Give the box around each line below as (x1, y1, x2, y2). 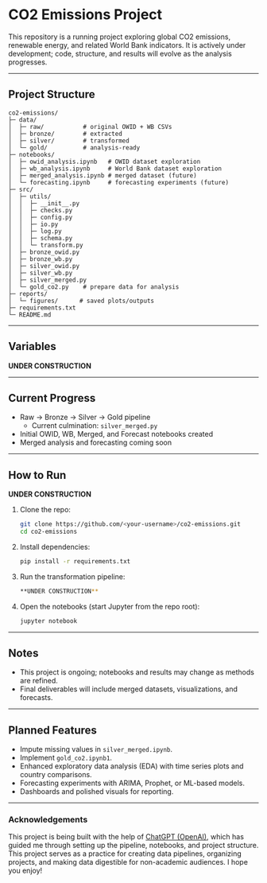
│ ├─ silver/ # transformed (8, 137, 130, 145)
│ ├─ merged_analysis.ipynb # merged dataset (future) (8, 171, 197, 180)
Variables (8, 340, 57, 353)
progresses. (8, 57, 48, 67)
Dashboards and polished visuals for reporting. (19, 787, 174, 796)
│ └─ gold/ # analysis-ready (8, 143, 141, 152)
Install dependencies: (19, 542, 91, 551)
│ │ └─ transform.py (8, 241, 83, 249)
